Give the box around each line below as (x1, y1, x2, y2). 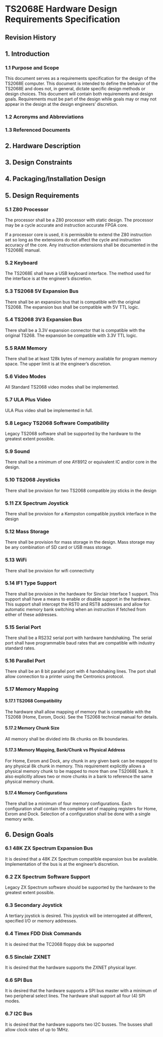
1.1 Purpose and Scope (5, 64, 59, 71)
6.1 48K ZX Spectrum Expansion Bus (5, 845, 93, 852)
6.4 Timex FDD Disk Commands (5, 930, 82, 937)
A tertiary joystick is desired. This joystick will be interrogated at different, (5, 913, 153, 919)
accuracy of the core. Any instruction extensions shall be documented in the (5, 242, 158, 248)
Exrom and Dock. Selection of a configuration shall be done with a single (5, 811, 151, 817)
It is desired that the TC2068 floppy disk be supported (5, 941, 114, 947)
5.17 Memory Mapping (5, 686, 59, 693)
